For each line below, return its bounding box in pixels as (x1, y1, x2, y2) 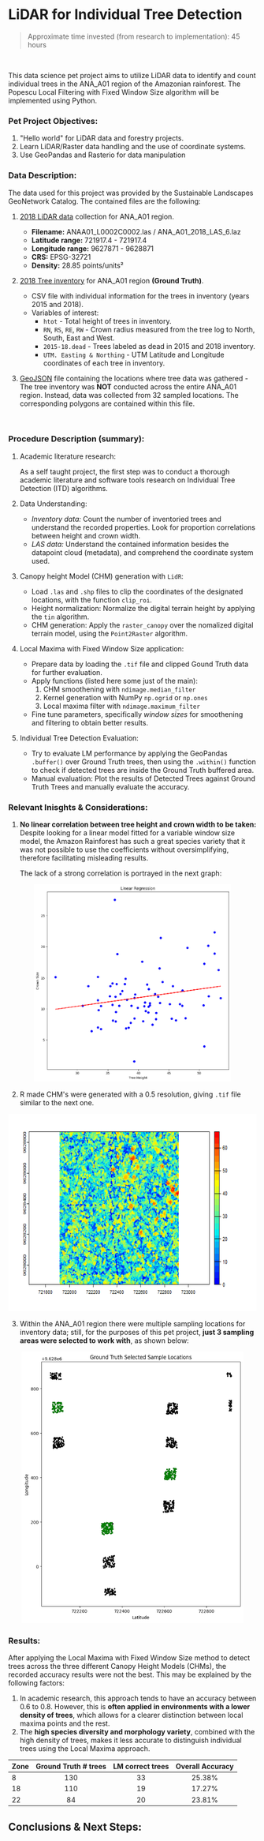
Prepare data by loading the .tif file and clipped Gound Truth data (31, 659, 249, 669)
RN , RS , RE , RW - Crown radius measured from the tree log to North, (43, 324, 255, 334)
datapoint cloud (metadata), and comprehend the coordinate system (31, 547, 254, 557)
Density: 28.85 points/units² (31, 261, 124, 270)
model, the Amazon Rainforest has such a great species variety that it (19, 837, 246, 846)
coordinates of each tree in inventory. (43, 358, 165, 368)
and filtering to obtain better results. (31, 718, 148, 727)
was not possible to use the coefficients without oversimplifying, (19, 845, 229, 854)
